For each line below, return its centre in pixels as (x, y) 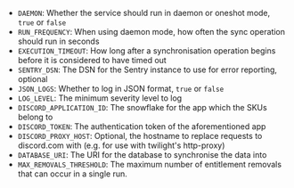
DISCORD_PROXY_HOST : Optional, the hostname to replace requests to (140, 136)
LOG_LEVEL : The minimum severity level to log (100, 98)
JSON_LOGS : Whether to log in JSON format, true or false (121, 89)
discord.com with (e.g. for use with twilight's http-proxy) (121, 145)
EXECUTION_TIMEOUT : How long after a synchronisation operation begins (147, 51)
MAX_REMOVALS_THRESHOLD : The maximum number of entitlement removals (150, 164)
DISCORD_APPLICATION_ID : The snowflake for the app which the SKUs (142, 107)
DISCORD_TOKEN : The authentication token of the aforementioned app (142, 127)
